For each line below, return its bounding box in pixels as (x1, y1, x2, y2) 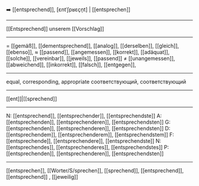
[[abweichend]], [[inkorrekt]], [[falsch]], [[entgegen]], (6, 61, 136, 68)
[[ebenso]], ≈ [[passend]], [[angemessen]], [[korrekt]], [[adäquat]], (6, 49, 170, 56)
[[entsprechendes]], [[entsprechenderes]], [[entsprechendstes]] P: (6, 144, 169, 150)
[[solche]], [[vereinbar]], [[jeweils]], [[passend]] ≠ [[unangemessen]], (6, 55, 175, 62)
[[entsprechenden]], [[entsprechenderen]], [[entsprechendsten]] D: (6, 125, 171, 132)
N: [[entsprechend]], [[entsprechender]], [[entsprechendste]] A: (6, 113, 162, 119)
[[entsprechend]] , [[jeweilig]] (6, 174, 78, 180)
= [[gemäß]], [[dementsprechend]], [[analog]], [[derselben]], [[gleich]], (6, 42, 179, 49)
